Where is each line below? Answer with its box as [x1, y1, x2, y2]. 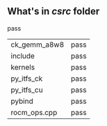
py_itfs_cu [10, 85, 43, 95]
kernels [10, 62, 35, 72]
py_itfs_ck [10, 73, 43, 83]
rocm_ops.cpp [10, 107, 58, 117]
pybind [10, 96, 33, 106]
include [10, 51, 35, 61]
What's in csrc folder [7, 6, 100, 17]
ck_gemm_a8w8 [10, 40, 65, 49]
